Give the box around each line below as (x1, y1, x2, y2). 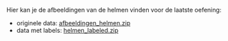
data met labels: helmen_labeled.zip (16, 27, 118, 34)
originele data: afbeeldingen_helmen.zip (16, 19, 131, 27)
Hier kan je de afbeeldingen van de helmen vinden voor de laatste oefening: (6, 6, 222, 14)
